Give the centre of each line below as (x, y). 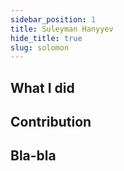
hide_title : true (46, 38)
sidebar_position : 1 (53, 19)
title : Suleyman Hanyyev (62, 29)
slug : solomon (40, 47)
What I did (42, 87)
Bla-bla (33, 156)
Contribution (51, 122)
